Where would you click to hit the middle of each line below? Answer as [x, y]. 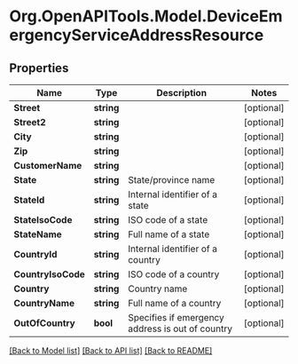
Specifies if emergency [176, 317]
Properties [39, 68]
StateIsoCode [43, 220]
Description [181, 93]
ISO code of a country [174, 274]
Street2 [30, 122]
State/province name [172, 180]
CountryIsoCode [50, 274]
